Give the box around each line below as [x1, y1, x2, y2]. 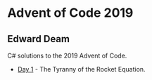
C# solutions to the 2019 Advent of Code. [7, 51, 127, 60]
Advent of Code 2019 [7, 5, 134, 21]
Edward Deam [7, 33, 70, 45]
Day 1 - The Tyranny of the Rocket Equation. [17, 65, 146, 73]
